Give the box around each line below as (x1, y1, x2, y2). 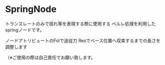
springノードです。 (5, 26, 45, 33)
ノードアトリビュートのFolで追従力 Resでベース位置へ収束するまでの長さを (5, 37, 161, 43)
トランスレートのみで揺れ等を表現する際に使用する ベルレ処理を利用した (5, 20, 156, 26)
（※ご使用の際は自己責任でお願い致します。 (5, 54, 96, 60)
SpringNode (5, 3, 57, 15)
